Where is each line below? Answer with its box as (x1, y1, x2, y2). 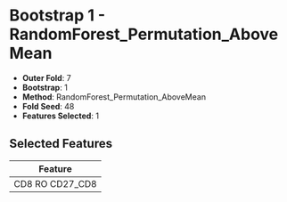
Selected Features (9, 136, 113, 151)
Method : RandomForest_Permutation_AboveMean (21, 91, 207, 102)
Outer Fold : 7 (21, 72, 71, 83)
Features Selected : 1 (21, 110, 100, 121)
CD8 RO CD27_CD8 (13, 177, 97, 190)
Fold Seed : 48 (21, 101, 75, 111)
